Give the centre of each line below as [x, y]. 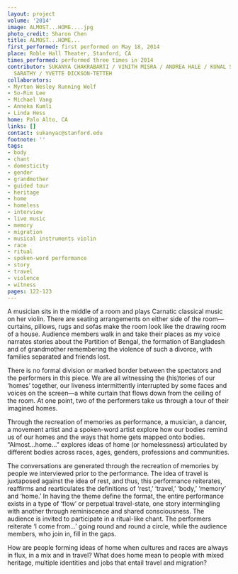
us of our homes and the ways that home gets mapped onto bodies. [106, 437]
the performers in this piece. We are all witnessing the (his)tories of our [111, 378]
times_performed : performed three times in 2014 [80, 60]
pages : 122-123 [30, 291]
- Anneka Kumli [30, 107]
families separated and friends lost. [59, 357]
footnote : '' [27, 139]
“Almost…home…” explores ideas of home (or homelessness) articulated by [117, 445]
